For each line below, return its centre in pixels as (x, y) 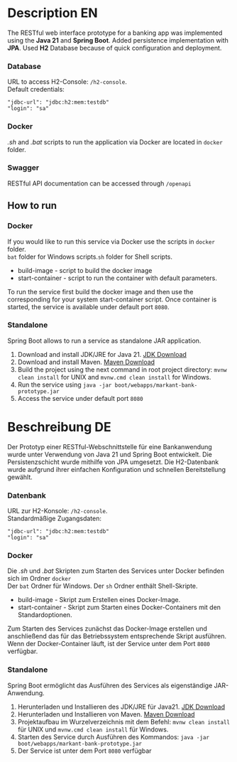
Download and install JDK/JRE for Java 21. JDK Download (102, 354)
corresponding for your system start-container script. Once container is (112, 299)
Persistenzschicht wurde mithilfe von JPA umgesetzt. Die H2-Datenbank (113, 462)
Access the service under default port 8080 (80, 398)
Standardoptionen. (45, 615)
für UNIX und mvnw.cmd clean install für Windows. (93, 729)
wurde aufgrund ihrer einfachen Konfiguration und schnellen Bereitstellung (116, 469)
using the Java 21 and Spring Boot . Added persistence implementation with (118, 40)
